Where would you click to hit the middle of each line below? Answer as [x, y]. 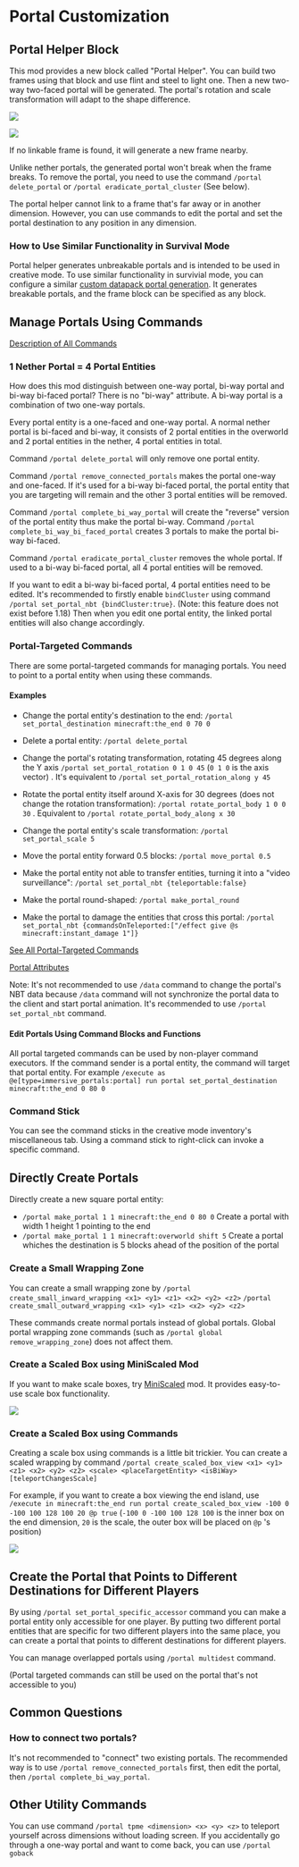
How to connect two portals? [73, 1738]
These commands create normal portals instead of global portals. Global [142, 1322]
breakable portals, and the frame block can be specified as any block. [137, 294]
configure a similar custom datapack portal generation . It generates [133, 284]
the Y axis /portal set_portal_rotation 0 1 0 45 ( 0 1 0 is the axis [145, 767]
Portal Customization [89, 17]
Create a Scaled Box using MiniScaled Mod [104, 1365]
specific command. [45, 1149]
